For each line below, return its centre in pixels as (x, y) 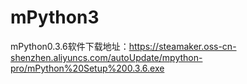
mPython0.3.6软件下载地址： (70, 46)
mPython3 (55, 17)
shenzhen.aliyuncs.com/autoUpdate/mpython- (106, 57)
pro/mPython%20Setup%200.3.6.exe (87, 68)
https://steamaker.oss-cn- (182, 46)
